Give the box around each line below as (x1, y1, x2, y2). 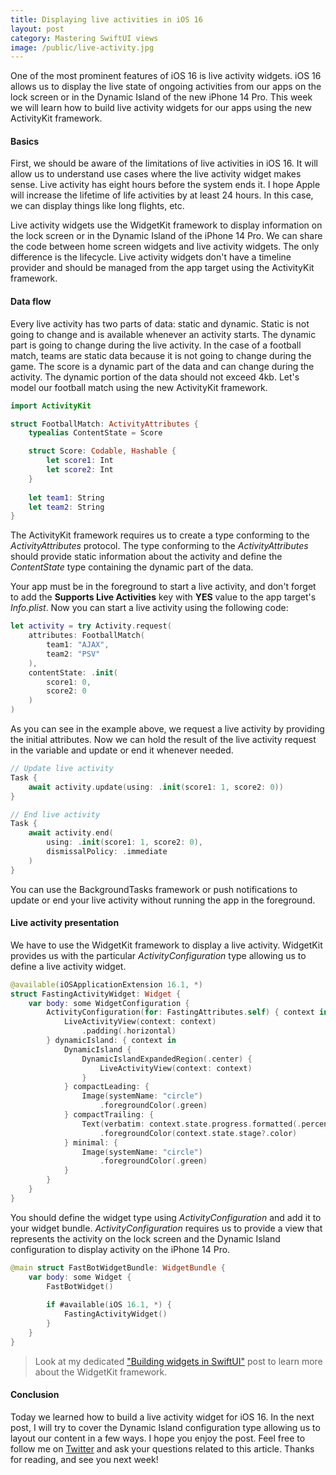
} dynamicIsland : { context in (46, 1036, 177, 1046)
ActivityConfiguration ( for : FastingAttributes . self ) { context (46, 1007, 315, 1018)
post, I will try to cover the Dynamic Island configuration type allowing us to (10, 1421, 321, 1433)
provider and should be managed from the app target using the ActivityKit (10, 262, 315, 274)
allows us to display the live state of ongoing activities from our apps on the (10, 81, 322, 93)
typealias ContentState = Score (28, 428, 163, 438)
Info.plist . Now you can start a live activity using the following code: (10, 602, 289, 614)
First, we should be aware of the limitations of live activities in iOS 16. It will (10, 157, 318, 170)
